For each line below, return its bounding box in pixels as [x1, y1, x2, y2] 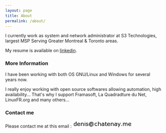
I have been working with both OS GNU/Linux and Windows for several [5, 71, 151, 77]
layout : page [5, 8, 32, 13]
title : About [5, 13, 32, 18]
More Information [5, 60, 48, 67]
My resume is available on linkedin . [5, 48, 77, 54]
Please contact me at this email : [5, 123, 72, 129]
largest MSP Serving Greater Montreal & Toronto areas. [5, 38, 119, 44]
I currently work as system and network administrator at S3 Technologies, [5, 33, 157, 39]
